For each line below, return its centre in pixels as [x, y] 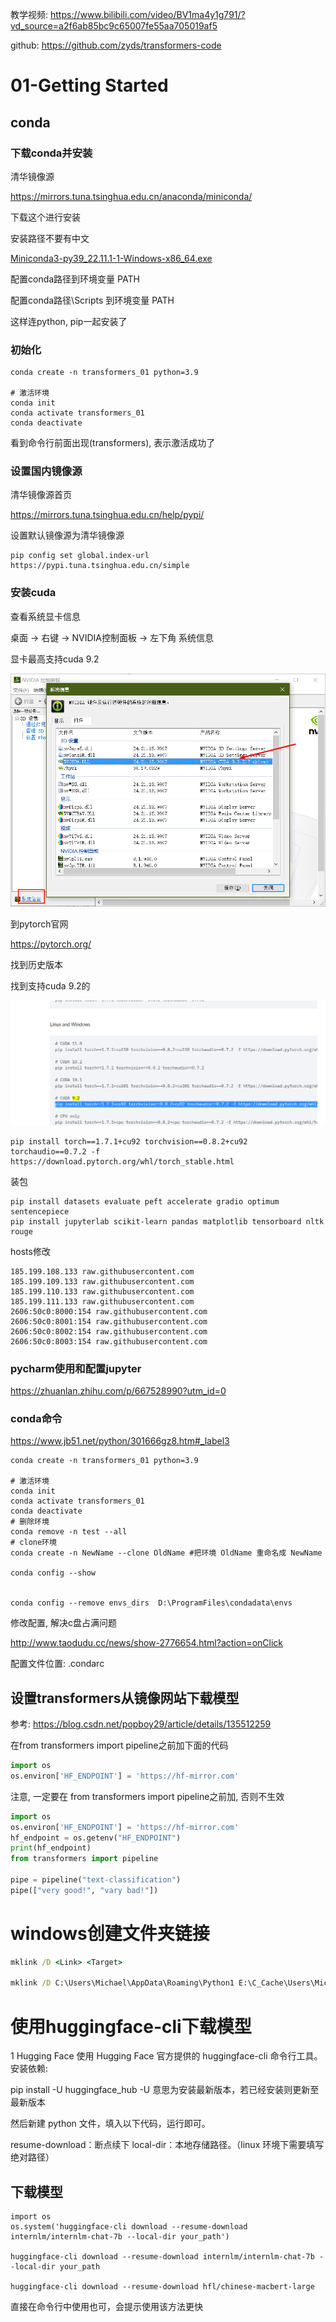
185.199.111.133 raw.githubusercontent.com [102, 1301]
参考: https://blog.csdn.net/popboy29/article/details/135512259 [141, 1724]
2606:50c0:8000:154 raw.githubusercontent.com [109, 1311]
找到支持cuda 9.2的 [50, 986]
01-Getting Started [89, 85]
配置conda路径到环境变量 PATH [75, 279]
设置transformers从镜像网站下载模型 [125, 1698]
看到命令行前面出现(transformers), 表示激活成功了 [113, 443]
